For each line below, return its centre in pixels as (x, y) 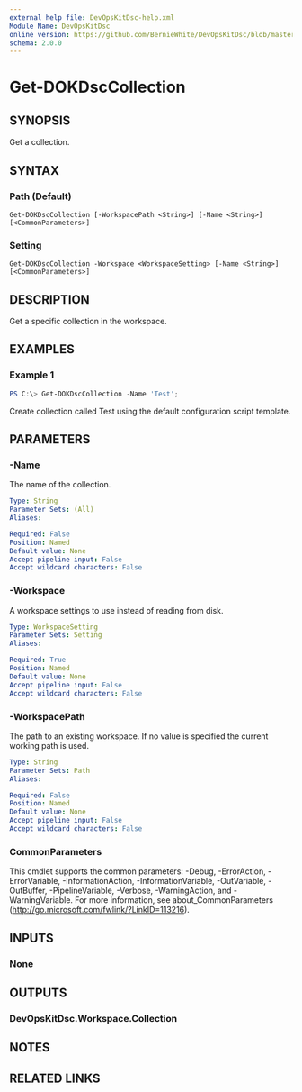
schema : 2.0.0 (36, 43)
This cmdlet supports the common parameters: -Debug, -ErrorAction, (138, 871)
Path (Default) (40, 196)
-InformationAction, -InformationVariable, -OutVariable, (164, 881)
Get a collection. (40, 142)
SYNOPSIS (40, 120)
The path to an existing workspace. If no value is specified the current (139, 736)
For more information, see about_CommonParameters (174, 900)
